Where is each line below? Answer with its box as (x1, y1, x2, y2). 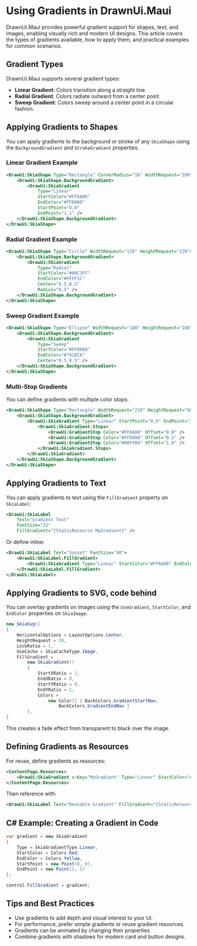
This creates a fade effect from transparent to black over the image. (6, 725, 170, 731)
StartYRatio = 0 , (37, 681, 80, 687)
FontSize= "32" (16, 522, 51, 529)
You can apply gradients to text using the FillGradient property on (6, 494, 168, 501)
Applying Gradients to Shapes (6, 122, 118, 132)
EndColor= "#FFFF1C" (37, 276, 85, 282)
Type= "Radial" (37, 265, 72, 271)
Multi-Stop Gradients (6, 382, 67, 390)
